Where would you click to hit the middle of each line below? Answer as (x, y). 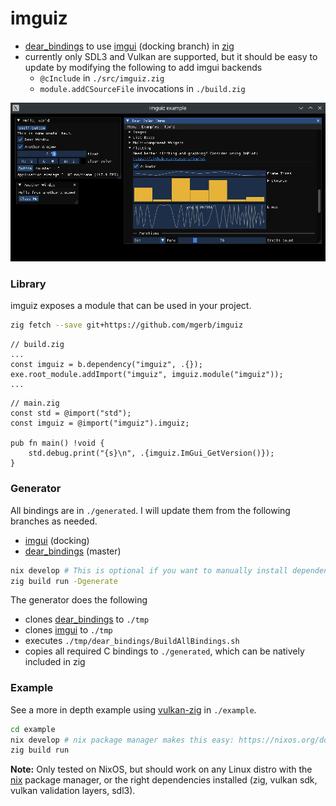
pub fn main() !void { (57, 443)
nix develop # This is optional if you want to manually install (149, 570)
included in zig (55, 662)
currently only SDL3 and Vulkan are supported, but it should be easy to (171, 56)
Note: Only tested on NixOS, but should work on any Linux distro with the (161, 769)
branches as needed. (54, 521)
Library (28, 284)
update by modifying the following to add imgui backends (143, 67)
